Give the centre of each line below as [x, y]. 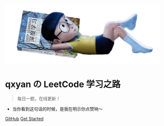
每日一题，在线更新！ [39, 99]
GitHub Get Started [24, 119]
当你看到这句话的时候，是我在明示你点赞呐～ [57, 109]
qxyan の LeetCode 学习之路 [63, 84]
